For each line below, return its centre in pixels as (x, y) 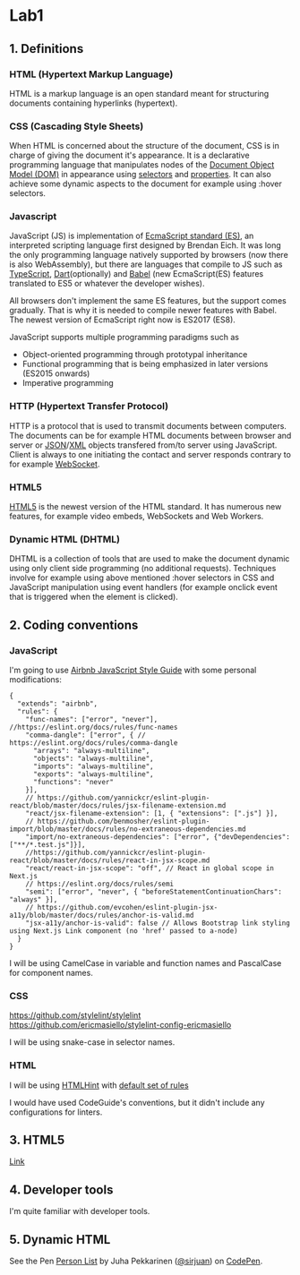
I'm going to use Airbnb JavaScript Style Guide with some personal (133, 670)
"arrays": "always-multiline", (91, 751)
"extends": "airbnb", (58, 704)
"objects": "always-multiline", (93, 759)
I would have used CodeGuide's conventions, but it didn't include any (137, 1102)
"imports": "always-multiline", (93, 766)
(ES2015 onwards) (56, 373)
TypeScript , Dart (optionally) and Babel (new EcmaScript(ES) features (137, 274)
